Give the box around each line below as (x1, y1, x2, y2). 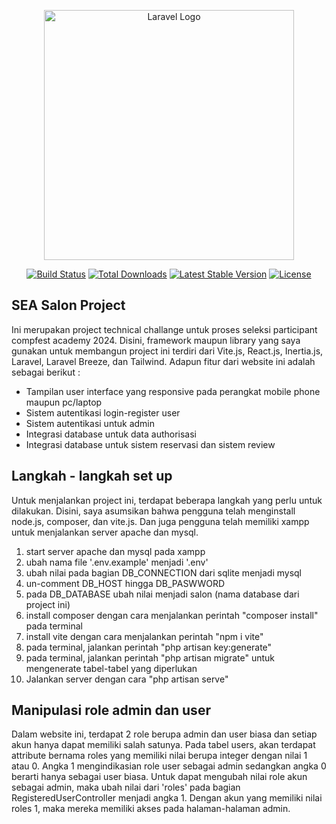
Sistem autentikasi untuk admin (25, 417, 156, 429)
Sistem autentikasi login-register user (25, 406, 181, 419)
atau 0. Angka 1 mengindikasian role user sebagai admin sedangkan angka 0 (11, 760, 327, 772)
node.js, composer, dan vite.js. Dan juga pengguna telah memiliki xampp (11, 515, 310, 527)
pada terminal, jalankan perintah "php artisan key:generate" (25, 641, 273, 653)
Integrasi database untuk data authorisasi (25, 428, 198, 440)
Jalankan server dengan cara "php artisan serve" (25, 673, 229, 685)
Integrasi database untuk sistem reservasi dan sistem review (25, 438, 276, 450)
